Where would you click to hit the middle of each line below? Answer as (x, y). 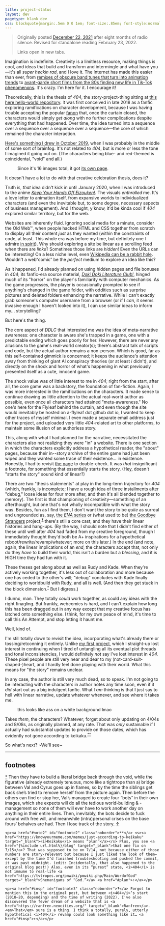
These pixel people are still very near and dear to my (58, 659)
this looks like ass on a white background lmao (65, 709)
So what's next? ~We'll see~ (34, 745)
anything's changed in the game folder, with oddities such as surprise (76, 290)
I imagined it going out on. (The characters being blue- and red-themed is (80, 154)
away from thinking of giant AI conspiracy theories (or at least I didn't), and (81, 361)
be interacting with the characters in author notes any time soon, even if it (80, 684)
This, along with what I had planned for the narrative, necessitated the (76, 438)
